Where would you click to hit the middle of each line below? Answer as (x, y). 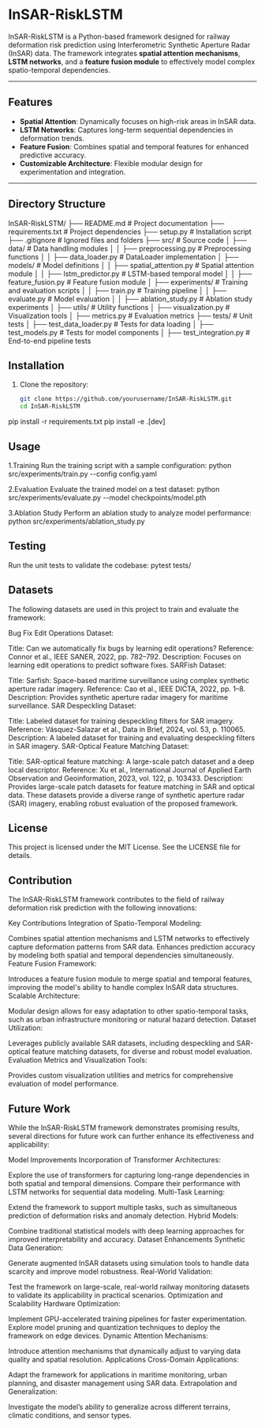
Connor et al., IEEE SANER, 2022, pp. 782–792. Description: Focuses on (125, 656)
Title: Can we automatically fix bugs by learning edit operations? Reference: (131, 648)
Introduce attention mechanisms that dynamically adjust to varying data (125, 1351)
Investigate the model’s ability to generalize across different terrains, (119, 1407)
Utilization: (26, 1028)
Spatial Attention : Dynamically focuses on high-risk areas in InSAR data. (138, 121)
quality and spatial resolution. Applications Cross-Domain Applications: (123, 1359)
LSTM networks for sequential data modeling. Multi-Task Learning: (116, 1192)
